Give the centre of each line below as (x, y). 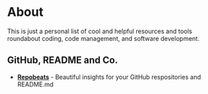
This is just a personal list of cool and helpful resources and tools (100, 31)
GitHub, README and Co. (63, 60)
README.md (35, 84)
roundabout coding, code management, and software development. (103, 38)
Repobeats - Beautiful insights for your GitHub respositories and (109, 77)
